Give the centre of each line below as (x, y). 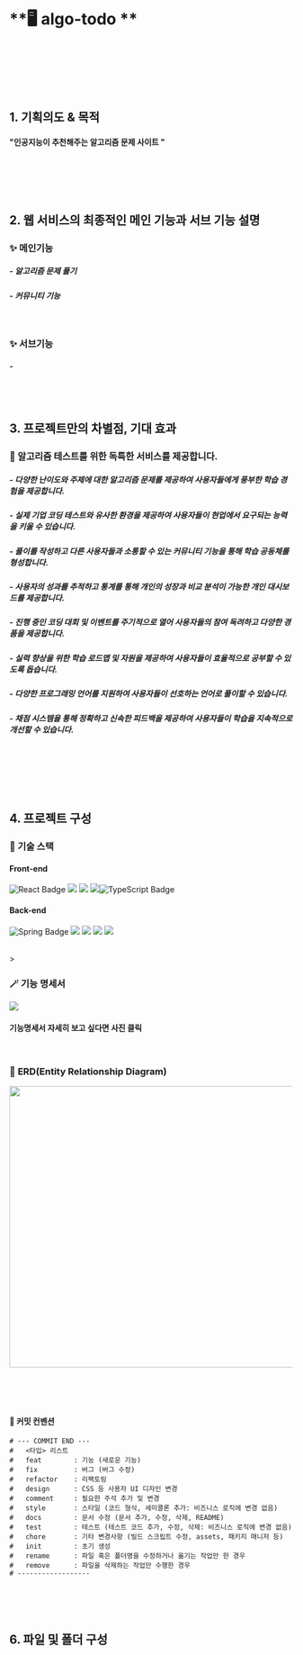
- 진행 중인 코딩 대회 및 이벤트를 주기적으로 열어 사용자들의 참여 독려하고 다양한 (146, 622)
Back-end (28, 910)
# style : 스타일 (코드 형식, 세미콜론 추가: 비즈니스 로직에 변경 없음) (144, 1508)
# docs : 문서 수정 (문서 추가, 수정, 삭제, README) (117, 1517)
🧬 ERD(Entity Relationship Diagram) (88, 1072)
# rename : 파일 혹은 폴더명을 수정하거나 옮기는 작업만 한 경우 (127, 1556)
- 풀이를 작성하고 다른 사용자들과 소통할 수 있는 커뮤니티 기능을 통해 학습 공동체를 (149, 551)
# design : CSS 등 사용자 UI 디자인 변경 (94, 1488)
